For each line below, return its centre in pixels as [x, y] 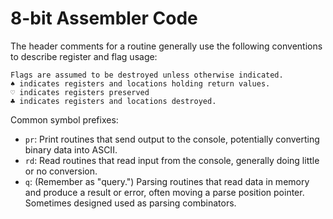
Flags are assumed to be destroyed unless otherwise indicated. [147, 75]
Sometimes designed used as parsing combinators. [130, 203]
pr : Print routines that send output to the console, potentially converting [172, 139]
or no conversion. [61, 171]
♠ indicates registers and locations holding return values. [140, 83]
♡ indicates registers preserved [80, 92]
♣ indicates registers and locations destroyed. [113, 101]
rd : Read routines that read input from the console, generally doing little [172, 160]
